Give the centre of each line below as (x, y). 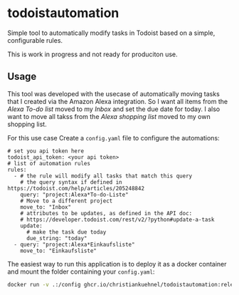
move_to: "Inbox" (46, 207)
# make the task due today (66, 232)
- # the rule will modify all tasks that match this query (103, 176)
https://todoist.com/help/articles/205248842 (76, 188)
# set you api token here (46, 151)
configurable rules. (35, 40)
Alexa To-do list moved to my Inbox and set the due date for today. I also (114, 109)
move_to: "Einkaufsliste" (59, 251)
